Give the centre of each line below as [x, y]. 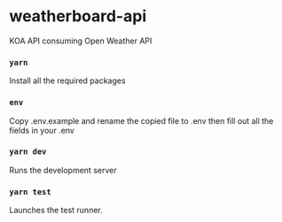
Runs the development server [63, 170]
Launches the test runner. [56, 211]
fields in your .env [42, 130]
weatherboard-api [78, 16]
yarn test [30, 191]
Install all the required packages [67, 80]
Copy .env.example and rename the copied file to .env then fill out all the [141, 120]
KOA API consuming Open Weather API [81, 41]
